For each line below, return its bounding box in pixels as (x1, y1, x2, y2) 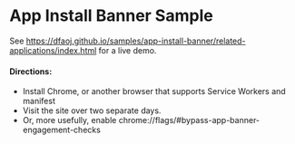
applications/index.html (9, 44, 97, 55)
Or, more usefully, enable (22, 115, 117, 126)
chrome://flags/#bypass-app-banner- (118, 115, 261, 126)
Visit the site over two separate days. (22, 105, 162, 116)
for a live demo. (98, 44, 157, 55)
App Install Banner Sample (9, 5, 213, 26)
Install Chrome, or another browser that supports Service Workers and (22, 86, 286, 97)
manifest (22, 96, 56, 107)
